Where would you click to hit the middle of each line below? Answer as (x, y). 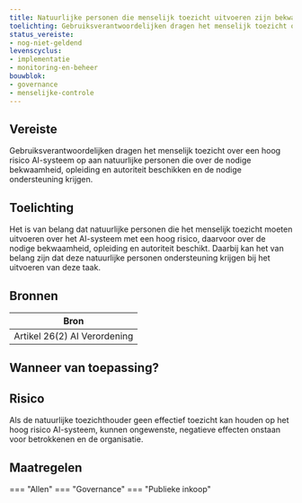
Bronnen (34, 296)
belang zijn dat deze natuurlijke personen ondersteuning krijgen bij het (140, 258)
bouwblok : (28, 76)
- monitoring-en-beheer (54, 68)
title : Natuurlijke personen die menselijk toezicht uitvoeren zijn (140, 18)
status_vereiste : (42, 34)
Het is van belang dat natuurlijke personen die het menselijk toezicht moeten (151, 229)
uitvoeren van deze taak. (55, 268)
